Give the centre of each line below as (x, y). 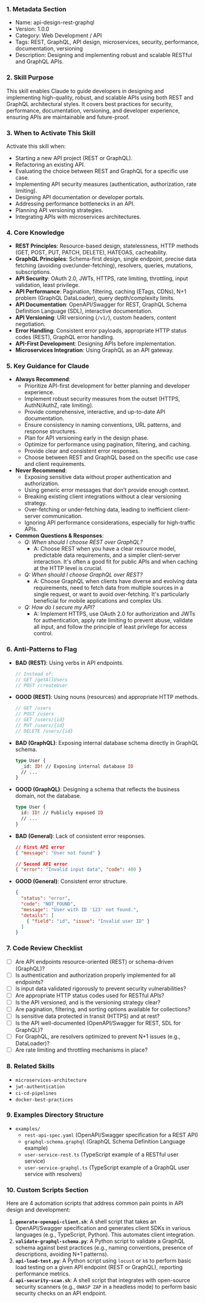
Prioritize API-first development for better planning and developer (107, 386)
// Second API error (41, 864)
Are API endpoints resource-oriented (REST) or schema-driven (94, 961)
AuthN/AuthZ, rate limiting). (59, 405)
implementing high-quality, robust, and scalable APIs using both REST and (100, 97)
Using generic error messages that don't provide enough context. (107, 490)
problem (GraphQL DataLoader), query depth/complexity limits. (95, 298)
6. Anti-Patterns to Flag (42, 649)
